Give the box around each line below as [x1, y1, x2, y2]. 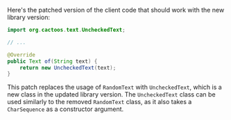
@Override [7, 51, 36, 58]
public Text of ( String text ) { [7, 58, 98, 65]
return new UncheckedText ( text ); [19, 64, 117, 71]
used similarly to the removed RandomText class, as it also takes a [7, 98, 192, 106]
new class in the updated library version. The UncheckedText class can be [7, 90, 216, 99]
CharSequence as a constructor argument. [7, 105, 124, 113]
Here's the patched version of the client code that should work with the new [7, 6, 225, 14]
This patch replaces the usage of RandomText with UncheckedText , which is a [7, 83, 222, 92]
